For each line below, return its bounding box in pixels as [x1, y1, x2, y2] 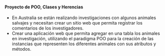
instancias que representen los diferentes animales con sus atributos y [11, 41, 157, 47]
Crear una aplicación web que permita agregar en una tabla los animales [11, 30, 161, 36]
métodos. [11, 46, 32, 52]
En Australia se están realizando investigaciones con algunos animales [11, 15, 157, 21]
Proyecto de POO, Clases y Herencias [4, 4, 84, 10]
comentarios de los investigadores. [11, 25, 84, 31]
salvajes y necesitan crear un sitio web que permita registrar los [11, 20, 143, 26]
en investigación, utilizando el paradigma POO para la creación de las [11, 36, 154, 42]
